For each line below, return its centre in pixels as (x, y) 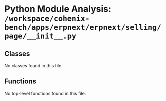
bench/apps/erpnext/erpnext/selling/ (83, 28)
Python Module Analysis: (58, 9)
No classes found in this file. (34, 65)
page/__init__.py (41, 36)
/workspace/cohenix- (47, 19)
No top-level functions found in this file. (45, 93)
